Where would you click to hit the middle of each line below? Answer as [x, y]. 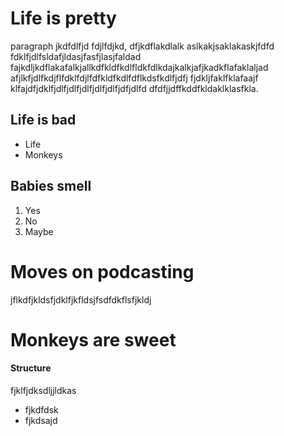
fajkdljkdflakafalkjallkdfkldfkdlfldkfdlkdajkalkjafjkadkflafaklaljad [139, 67]
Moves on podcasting [102, 271]
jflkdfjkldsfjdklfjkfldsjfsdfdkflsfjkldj [81, 299]
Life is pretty [63, 18]
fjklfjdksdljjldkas [43, 390]
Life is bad [43, 120]
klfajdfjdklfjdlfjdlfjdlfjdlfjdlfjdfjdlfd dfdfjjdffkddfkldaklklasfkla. [134, 88]
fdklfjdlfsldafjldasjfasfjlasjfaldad [76, 56]
